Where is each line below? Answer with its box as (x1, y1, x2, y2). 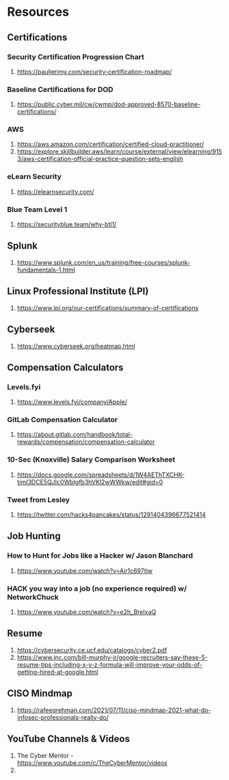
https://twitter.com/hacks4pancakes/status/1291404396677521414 (16, 510, 206, 519)
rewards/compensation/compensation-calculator (16, 438, 155, 446)
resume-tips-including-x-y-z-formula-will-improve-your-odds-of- (16, 660, 203, 669)
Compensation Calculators (7, 362, 124, 373)
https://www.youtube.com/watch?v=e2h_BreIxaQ (16, 608, 157, 616)
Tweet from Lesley (7, 495, 70, 504)
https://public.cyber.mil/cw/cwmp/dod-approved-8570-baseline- (16, 100, 201, 108)
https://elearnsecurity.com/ (16, 187, 94, 196)
